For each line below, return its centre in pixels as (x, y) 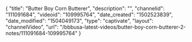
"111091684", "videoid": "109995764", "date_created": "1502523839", (89, 15)
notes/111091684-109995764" (41, 33)
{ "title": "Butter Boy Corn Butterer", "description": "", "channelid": (85, 8)
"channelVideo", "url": (32, 27)
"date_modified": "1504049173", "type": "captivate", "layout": (80, 21)
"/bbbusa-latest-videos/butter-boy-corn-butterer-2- (123, 27)
